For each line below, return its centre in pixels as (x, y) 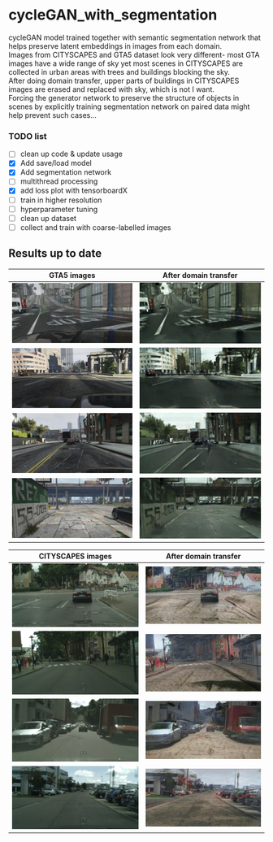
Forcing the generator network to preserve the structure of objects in (124, 98)
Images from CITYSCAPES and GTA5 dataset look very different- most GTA (134, 54)
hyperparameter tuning (59, 209)
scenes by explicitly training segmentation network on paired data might (129, 106)
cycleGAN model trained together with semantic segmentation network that (135, 37)
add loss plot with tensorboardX (74, 191)
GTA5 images (72, 276)
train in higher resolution (61, 200)
